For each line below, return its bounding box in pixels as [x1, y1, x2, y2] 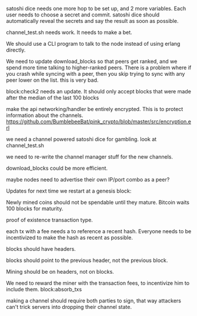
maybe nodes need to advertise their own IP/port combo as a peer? [6, 176, 170, 183]
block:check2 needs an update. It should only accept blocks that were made [6, 88, 191, 95]
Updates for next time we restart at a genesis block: [6, 187, 132, 194]
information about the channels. [6, 112, 84, 119]
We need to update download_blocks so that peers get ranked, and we [6, 58, 178, 65]
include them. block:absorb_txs [6, 286, 82, 293]
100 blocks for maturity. [6, 205, 64, 212]
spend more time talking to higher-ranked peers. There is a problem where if [6, 64, 192, 71]
